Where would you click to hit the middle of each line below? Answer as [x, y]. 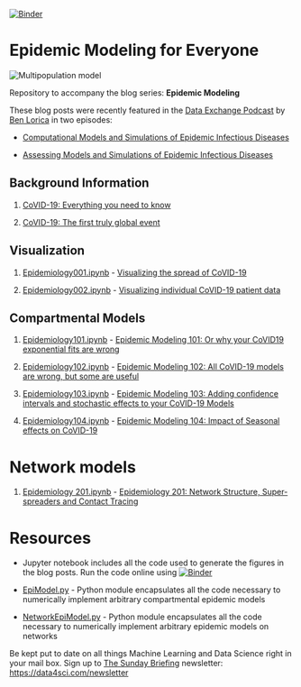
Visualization [47, 251]
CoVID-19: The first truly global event [91, 222]
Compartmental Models [78, 318]
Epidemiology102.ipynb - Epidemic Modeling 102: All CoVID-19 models [153, 367]
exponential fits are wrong [71, 349]
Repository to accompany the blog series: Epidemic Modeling [125, 92]
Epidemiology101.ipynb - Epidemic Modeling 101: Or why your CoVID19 [153, 340]
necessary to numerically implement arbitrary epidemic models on [146, 627]
